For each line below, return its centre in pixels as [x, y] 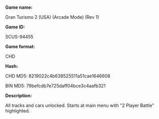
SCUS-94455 [19, 37]
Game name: [19, 7]
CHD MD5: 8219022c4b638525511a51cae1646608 [58, 76]
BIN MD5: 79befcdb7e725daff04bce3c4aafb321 [55, 86]
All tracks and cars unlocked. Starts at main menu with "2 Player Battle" [80, 105]
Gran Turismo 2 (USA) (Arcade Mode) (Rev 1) [52, 17]
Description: [18, 95]
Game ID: [15, 27]
